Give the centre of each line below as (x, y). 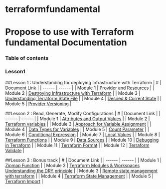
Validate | (15, 150)
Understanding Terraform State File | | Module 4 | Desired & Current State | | (83, 98)
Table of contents (27, 58)
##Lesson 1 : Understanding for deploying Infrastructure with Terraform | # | (83, 82)
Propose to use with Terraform (70, 32)
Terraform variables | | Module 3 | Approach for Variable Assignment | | (78, 124)
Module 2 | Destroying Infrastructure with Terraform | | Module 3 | (73, 93)
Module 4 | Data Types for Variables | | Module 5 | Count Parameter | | (77, 129)
